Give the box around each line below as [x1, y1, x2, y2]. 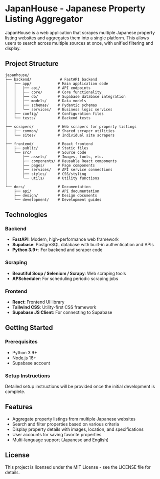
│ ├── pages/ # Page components [5, 163, 95, 168]
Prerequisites [5, 338, 38, 345]
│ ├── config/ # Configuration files [5, 111, 104, 116]
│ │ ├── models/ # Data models [5, 98, 87, 103]
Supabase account [12, 360, 50, 366]
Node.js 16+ [12, 355, 37, 361]
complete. [5, 389, 25, 394]
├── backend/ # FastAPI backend [5, 77, 97, 82]
